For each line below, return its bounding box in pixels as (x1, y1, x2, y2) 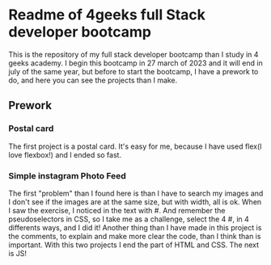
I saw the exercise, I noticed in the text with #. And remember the (8, 205, 226, 215)
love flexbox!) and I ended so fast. (8, 149, 122, 159)
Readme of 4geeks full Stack (8, 6, 206, 24)
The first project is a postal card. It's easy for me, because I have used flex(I (8, 141, 262, 151)
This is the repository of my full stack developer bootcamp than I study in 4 (8, 49, 259, 59)
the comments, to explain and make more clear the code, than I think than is (8, 231, 261, 241)
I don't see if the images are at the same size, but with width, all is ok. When (8, 196, 262, 207)
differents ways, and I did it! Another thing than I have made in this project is (8, 222, 262, 232)
